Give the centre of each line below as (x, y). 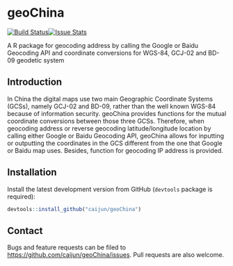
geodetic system (40, 60)
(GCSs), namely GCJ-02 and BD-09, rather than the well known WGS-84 (112, 106)
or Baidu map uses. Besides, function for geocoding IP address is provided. (115, 150)
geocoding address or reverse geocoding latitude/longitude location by (109, 128)
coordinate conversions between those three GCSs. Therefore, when (106, 121)
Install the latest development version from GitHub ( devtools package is (110, 189)
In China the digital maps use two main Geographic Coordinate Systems (110, 99)
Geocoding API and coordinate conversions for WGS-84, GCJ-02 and (107, 53)
